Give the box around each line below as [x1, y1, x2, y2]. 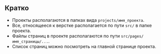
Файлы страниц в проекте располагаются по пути [12, 33, 120, 39]
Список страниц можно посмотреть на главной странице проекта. [12, 43, 156, 49]
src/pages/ [121, 34, 144, 39]
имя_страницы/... [12, 39, 49, 44]
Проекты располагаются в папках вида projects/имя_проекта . [12, 17, 144, 23]
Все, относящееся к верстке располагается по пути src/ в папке [12, 22, 152, 28]
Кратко [5, 4, 29, 12]
